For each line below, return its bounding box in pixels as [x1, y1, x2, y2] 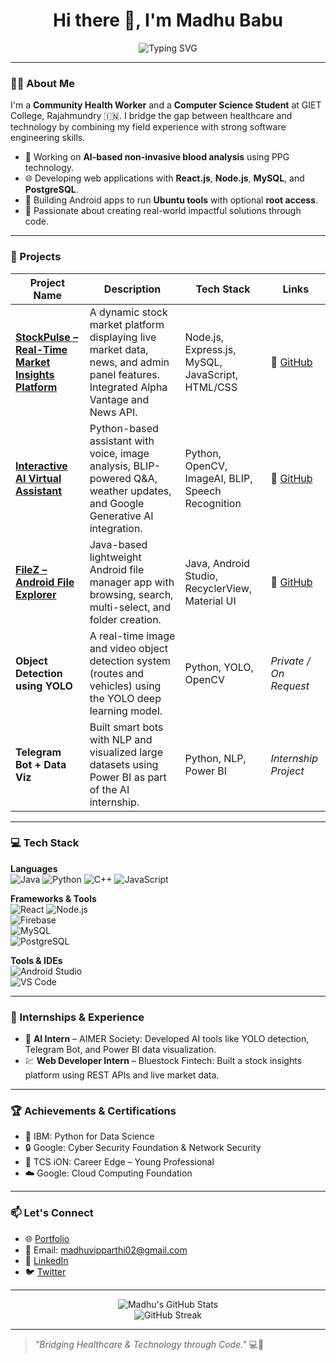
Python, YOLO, [184, 660, 254, 674]
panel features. [89, 367, 161, 381]
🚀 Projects [10, 250, 62, 264]
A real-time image [89, 629, 176, 643]
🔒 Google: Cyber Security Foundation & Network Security [24, 1142, 262, 1154]
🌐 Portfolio [24, 1232, 70, 1244]
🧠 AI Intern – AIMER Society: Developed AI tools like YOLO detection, [24, 1033, 310, 1045]
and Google [89, 496, 145, 510]
